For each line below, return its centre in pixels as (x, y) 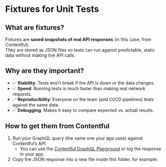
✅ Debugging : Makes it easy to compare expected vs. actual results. (83, 110)
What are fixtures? (35, 28)
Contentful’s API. (29, 143)
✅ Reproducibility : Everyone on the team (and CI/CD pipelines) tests (83, 99)
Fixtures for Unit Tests (52, 9)
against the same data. (36, 105)
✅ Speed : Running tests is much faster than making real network (79, 88)
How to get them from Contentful (57, 126)
